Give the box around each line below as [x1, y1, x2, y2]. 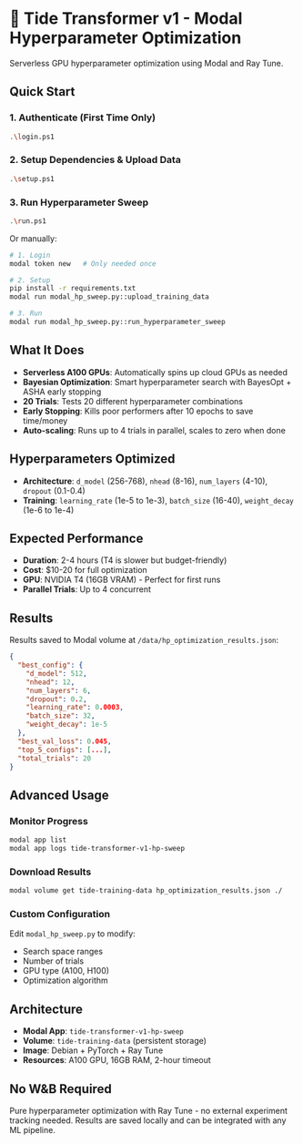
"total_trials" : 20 [17, 753, 92, 763]
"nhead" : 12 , [25, 678, 76, 687]
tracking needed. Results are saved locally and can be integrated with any [9, 1115, 287, 1126]
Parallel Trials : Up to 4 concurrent [22, 584, 152, 595]
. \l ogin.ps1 [9, 132, 55, 141]
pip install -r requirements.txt [9, 284, 136, 293]
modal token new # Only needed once [9, 259, 157, 268]
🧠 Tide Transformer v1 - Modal [9, 8, 243, 29]
